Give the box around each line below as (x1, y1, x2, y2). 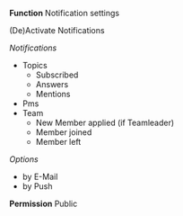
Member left (35, 137, 82, 147)
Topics (22, 60, 48, 70)
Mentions (35, 89, 71, 99)
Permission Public (9, 198, 78, 209)
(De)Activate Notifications (9, 25, 105, 35)
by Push (22, 181, 53, 192)
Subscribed (35, 69, 79, 80)
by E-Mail (22, 171, 58, 182)
